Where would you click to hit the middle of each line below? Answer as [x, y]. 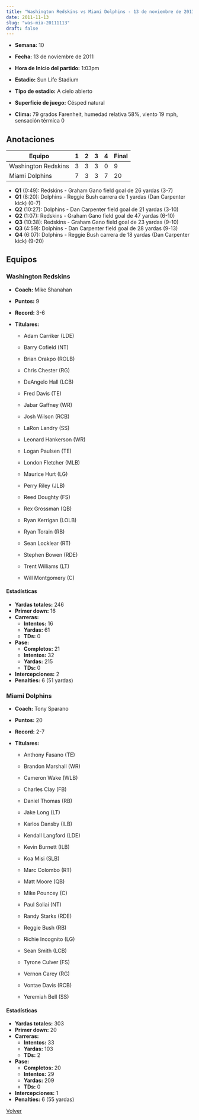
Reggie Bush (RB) [45, 928]
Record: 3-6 [30, 312]
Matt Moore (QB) [44, 881]
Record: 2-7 [30, 732]
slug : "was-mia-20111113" [38, 23]
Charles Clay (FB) [45, 789]
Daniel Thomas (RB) [48, 801]
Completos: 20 [42, 1068]
